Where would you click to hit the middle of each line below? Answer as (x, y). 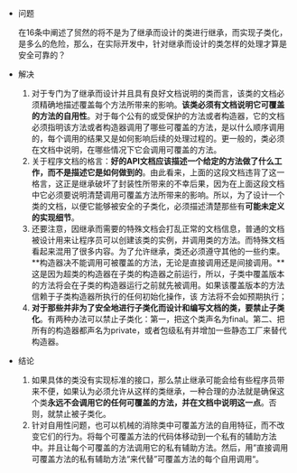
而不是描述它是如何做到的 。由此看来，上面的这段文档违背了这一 (166, 172)
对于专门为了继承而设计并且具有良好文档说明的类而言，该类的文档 (154, 93)
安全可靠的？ (42, 55)
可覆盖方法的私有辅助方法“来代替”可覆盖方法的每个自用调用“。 (148, 459)
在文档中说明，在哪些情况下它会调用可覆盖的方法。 (126, 150)
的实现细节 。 (55, 218)
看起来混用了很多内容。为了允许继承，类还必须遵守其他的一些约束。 (158, 251)
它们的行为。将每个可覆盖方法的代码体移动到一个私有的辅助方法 (158, 436)
